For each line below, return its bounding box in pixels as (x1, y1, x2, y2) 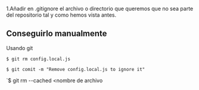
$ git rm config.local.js (6, 56, 70, 62)
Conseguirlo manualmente (6, 29, 107, 39)
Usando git (6, 44, 33, 51)
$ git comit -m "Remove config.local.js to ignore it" (6, 66, 145, 72)
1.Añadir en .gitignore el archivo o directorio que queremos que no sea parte (6, 5, 194, 12)
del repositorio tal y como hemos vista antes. (6, 11, 117, 18)
